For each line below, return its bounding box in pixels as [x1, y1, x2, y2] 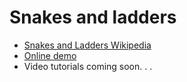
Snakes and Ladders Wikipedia [23, 39, 152, 51]
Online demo [23, 49, 77, 61]
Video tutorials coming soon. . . [23, 60, 153, 72]
